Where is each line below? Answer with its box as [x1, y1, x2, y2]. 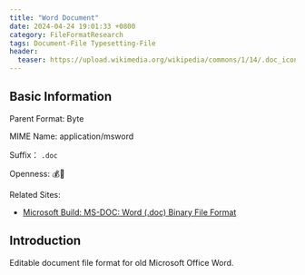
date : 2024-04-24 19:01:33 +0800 [9, 22, 136, 31]
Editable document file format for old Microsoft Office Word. [9, 257, 234, 268]
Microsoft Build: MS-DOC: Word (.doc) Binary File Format [22, 206, 237, 218]
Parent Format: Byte [9, 113, 84, 123]
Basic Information [9, 89, 113, 104]
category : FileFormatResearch [9, 30, 124, 39]
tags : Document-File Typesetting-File [9, 38, 156, 48]
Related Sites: [9, 189, 61, 200]
